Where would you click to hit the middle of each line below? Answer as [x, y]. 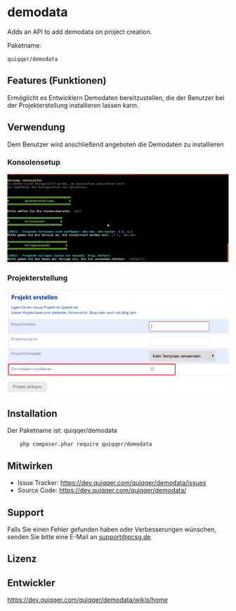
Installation [32, 414]
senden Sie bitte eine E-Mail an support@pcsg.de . [80, 537]
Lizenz [22, 559]
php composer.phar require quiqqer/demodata [86, 444]
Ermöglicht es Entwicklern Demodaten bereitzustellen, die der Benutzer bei [116, 97]
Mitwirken [30, 466]
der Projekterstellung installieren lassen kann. [73, 105]
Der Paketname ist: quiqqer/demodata [62, 431]
